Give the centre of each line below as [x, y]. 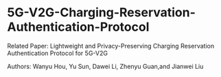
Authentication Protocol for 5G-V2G [58, 53]
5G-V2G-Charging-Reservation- [101, 13]
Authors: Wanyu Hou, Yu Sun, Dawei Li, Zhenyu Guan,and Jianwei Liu [105, 66]
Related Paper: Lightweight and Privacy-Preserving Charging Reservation [111, 46]
